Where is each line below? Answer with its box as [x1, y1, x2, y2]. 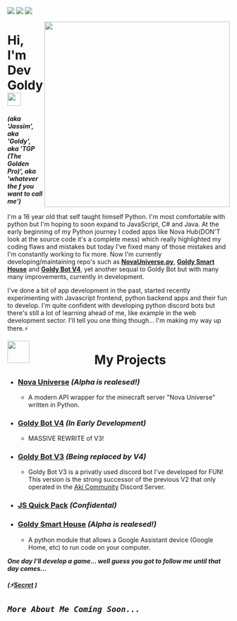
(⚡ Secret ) [7, 581, 37, 589]
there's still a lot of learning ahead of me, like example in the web [7, 309, 196, 317]
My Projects [94, 352, 166, 367]
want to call [7, 189, 43, 198]
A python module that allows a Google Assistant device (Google [28, 536, 214, 544]
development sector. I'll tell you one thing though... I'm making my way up [7, 317, 221, 325]
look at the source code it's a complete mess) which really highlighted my [7, 235, 221, 244]
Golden [7, 159, 30, 167]
